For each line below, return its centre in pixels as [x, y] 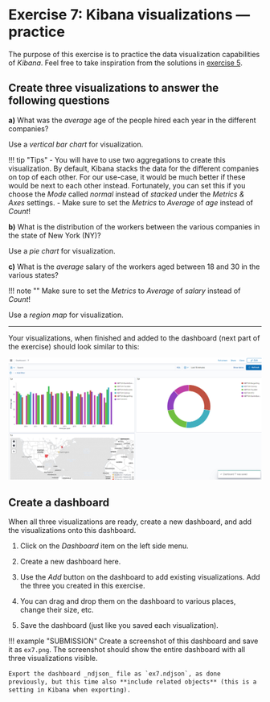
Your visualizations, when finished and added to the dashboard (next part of [134, 338]
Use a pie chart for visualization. [62, 250]
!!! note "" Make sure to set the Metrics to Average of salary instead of [125, 291]
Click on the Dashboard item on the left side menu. [104, 546]
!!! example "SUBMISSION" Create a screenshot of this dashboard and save [133, 641]
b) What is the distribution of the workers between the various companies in [134, 226]
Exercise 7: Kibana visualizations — [129, 15]
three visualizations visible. [53, 659]
